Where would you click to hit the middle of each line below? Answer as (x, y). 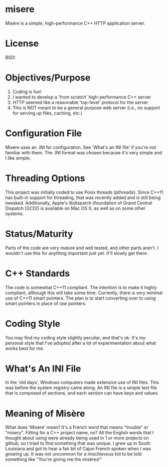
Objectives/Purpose (48, 78)
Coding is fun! (27, 91)
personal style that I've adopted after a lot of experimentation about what (81, 343)
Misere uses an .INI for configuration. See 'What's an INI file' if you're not (81, 147)
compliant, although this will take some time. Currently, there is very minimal (84, 293)
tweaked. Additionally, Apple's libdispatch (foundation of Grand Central (79, 203)
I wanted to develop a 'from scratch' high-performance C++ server (82, 97)
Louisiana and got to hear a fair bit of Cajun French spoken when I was (78, 449)
